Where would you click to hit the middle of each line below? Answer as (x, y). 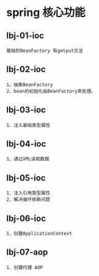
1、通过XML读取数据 (28, 159)
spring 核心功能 (46, 13)
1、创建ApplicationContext (39, 234)
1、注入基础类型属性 (28, 125)
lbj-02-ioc (26, 69)
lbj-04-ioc (26, 144)
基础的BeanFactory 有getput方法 (45, 51)
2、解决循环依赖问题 (28, 200)
